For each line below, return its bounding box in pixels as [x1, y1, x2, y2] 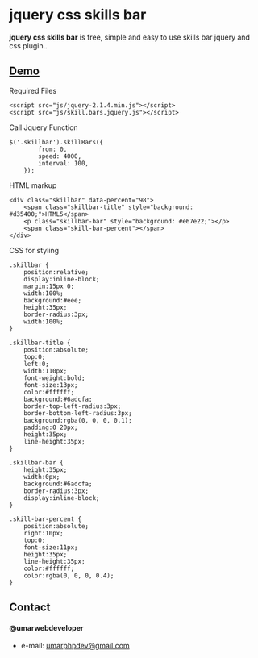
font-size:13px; [23, 381, 79, 389]
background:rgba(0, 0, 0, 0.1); [23, 416, 132, 424]
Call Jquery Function [9, 123, 79, 132]
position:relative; [23, 268, 89, 276]
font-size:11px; [23, 543, 79, 552]
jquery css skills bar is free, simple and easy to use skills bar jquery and [9, 32, 251, 42]
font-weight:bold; [23, 373, 85, 382]
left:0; [23, 360, 49, 368]
